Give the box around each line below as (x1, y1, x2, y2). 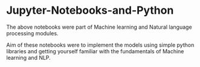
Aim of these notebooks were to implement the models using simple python (6, 41, 195, 48)
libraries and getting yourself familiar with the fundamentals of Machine (6, 47, 184, 54)
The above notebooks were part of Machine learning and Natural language (6, 23, 192, 31)
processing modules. (6, 29, 59, 36)
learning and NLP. (6, 54, 51, 61)
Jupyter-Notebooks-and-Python (6, 4, 174, 17)
